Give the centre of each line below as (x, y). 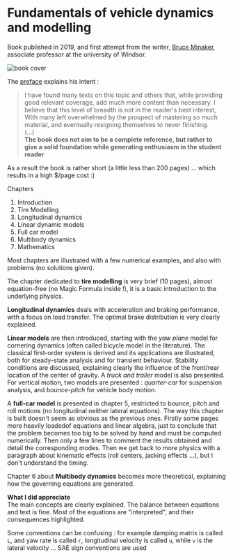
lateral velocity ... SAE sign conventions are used (77, 547)
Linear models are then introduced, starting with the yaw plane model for (112, 338)
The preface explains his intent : (53, 81)
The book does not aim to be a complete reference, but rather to (118, 139)
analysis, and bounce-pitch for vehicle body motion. (82, 389)
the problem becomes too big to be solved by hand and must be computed (114, 433)
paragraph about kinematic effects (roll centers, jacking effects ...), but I (110, 455)
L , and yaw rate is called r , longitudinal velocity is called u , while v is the (110, 540)
